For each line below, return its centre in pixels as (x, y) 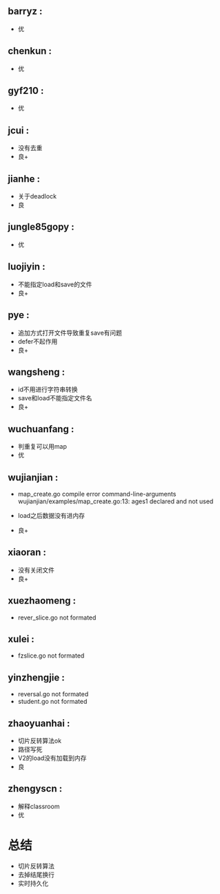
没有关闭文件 (36, 570)
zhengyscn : (35, 789)
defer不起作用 (38, 341)
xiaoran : (27, 552)
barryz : (25, 11)
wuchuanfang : (41, 429)
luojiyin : (27, 267)
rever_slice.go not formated (57, 617)
